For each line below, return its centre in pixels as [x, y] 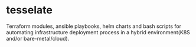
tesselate [30, 10]
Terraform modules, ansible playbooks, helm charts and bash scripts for [94, 26]
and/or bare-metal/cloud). [38, 38]
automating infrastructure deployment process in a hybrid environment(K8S [98, 32]
